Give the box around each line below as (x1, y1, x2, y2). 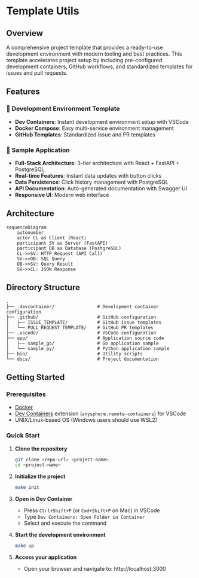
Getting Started (6, 372, 65, 382)
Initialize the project (14, 473, 66, 480)
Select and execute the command (23, 519, 107, 527)
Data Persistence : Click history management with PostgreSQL (14, 178, 169, 185)
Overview (6, 28, 44, 38)
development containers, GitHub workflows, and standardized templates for (6, 63, 193, 70)
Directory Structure (6, 282, 81, 293)
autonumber (17, 229, 44, 236)
